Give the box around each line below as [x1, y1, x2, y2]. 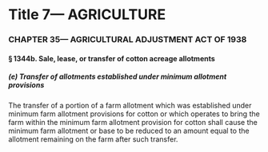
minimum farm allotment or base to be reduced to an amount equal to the [8, 126, 250, 135]
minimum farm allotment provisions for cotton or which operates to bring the [8, 109, 260, 119]
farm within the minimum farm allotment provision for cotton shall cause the [8, 117, 258, 127]
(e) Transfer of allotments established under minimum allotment [8, 72, 227, 81]
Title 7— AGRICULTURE [8, 6, 166, 24]
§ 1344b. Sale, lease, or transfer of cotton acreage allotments [8, 53, 216, 63]
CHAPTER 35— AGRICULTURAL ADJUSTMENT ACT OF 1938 [8, 34, 247, 45]
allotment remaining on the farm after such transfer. [8, 134, 178, 144]
